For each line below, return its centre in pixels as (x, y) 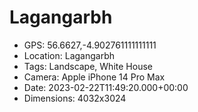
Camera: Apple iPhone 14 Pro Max (94, 77)
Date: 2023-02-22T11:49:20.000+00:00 (106, 87)
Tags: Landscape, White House (88, 66)
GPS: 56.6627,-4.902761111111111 (90, 45)
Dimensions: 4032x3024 (75, 98)
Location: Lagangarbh (69, 55)
